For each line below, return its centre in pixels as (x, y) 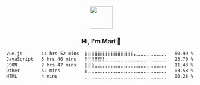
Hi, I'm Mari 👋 (101, 41)
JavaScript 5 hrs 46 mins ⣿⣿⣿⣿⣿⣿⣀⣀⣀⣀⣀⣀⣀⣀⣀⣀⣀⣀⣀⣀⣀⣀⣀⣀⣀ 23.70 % (100, 60)
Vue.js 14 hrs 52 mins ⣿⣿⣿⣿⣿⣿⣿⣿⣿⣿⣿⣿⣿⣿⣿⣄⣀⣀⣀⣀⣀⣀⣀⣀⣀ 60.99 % (100, 54)
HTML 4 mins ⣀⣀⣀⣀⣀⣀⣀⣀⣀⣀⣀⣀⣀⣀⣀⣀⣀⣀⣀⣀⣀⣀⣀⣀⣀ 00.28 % (100, 76)
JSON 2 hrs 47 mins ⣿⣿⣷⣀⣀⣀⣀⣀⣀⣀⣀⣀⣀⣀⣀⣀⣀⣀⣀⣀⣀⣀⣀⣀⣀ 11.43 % (100, 65)
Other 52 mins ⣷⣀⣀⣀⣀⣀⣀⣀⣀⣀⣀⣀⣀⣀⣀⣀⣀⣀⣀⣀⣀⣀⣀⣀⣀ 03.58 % (100, 71)
